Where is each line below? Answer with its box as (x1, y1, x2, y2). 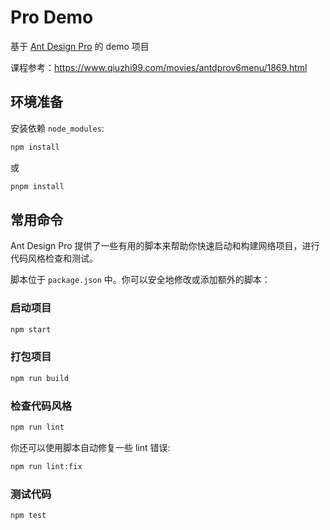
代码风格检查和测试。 (10, 252, 98, 265)
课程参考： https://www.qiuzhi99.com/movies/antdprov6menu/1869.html (10, 61, 308, 73)
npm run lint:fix (10, 461, 83, 471)
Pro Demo (10, 6, 94, 29)
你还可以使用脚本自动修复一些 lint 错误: (10, 441, 171, 453)
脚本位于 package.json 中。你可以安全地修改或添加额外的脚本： (10, 274, 271, 286)
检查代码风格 (10, 399, 73, 413)
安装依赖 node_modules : (10, 122, 105, 134)
